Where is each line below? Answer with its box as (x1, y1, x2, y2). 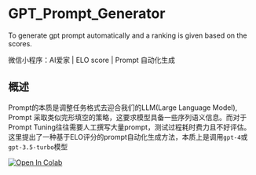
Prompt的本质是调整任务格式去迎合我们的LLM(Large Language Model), (8, 103, 238, 112)
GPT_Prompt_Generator (8, 5, 166, 23)
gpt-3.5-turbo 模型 (8, 142, 68, 151)
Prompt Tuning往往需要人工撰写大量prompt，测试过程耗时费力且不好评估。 (8, 122, 251, 132)
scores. (8, 38, 33, 48)
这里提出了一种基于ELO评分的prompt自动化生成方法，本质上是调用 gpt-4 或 (8, 132, 248, 141)
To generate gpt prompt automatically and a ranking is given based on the (8, 31, 247, 40)
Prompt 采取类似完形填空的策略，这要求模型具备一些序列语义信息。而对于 (8, 112, 247, 122)
